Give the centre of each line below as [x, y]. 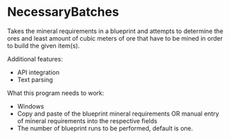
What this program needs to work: [56, 93]
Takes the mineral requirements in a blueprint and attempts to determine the [115, 31]
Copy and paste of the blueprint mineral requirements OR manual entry [118, 114]
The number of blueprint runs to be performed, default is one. [105, 128]
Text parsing [35, 79]
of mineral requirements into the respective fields [87, 120]
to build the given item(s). [44, 45]
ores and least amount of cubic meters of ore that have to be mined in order [115, 38]
